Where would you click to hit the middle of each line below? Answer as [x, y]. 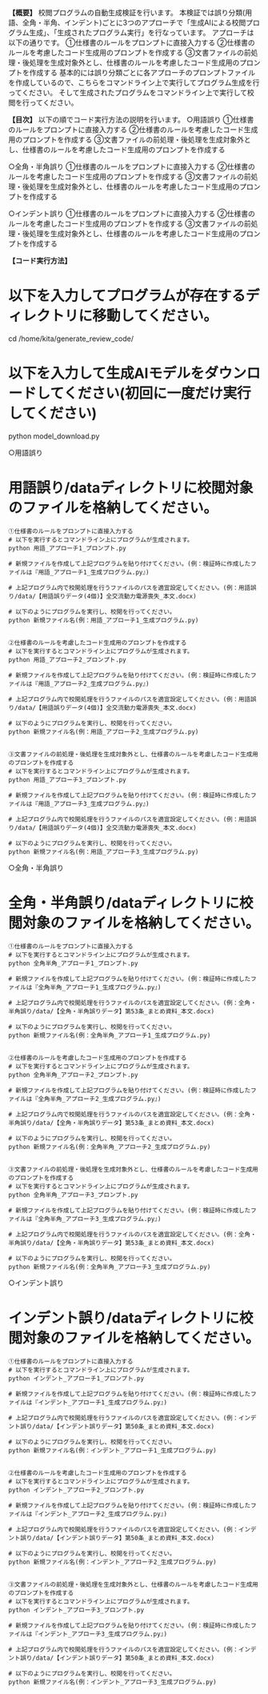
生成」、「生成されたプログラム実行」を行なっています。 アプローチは [142, 32]
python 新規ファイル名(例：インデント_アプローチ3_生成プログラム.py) [113, 1682]
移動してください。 [155, 316]
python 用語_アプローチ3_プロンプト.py [67, 779]
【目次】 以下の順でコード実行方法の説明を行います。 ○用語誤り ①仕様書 [131, 120]
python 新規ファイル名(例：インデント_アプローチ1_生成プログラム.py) [113, 1450]
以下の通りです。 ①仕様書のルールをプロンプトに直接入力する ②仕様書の [132, 42]
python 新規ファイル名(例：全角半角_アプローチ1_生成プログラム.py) [110, 1035]
